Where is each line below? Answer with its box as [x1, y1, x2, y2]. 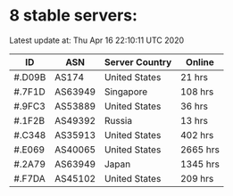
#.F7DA [13, 172, 46, 184]
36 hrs [179, 100, 208, 112]
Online [186, 55, 214, 68]
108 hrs [179, 86, 214, 98]
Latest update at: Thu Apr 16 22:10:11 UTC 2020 [9, 35, 185, 45]
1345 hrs [179, 158, 221, 170]
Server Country [104, 55, 172, 68]
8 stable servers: [9, 5, 138, 26]
